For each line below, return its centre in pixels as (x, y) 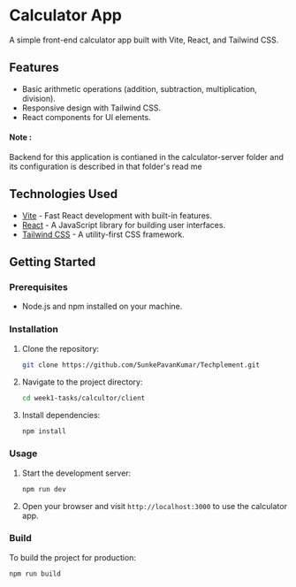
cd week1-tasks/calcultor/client (83, 398)
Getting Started (53, 262)
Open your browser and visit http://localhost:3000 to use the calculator (154, 506)
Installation (34, 330)
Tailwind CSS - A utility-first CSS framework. (103, 234)
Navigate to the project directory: (82, 382)
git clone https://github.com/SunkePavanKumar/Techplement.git (141, 365)
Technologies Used (63, 194)
